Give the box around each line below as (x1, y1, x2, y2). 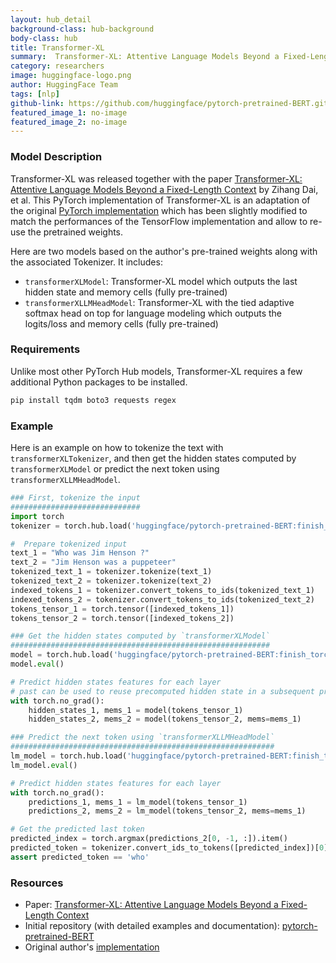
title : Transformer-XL (10, 42, 105, 53)
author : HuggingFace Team (10, 80, 118, 90)
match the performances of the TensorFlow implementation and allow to (10, 215, 308, 227)
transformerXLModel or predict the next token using (10, 463, 220, 475)
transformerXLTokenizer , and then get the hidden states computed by (10, 452, 297, 465)
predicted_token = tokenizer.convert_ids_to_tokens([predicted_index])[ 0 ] (10, 843, 329, 853)
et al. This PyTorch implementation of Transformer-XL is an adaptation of (10, 194, 311, 206)
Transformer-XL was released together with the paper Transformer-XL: (10, 172, 303, 185)
